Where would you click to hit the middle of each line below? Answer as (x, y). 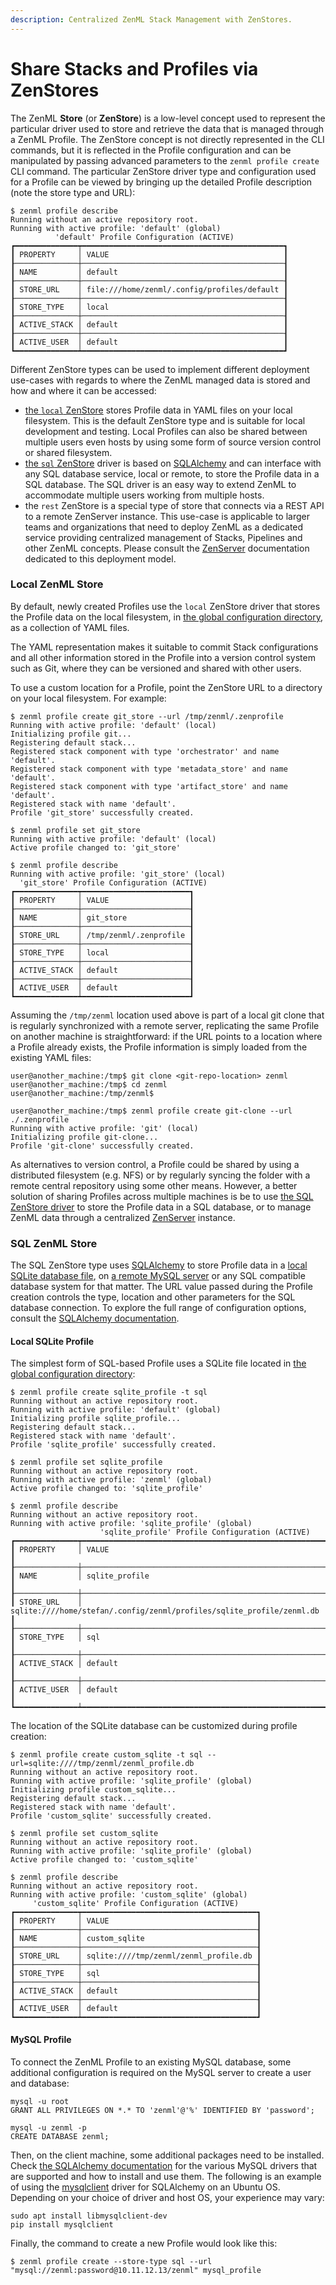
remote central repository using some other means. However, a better (154, 1185)
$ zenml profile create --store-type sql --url (111, 2261)
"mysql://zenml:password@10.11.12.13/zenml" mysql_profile (136, 2270)
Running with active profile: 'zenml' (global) (111, 1480)
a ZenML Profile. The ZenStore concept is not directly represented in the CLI (167, 139)
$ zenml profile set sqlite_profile (86, 1462)
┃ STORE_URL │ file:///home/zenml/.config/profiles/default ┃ (149, 289)
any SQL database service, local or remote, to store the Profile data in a (172, 473)
